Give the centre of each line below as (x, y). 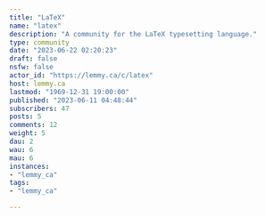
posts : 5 (25, 117)
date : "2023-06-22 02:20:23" (63, 51)
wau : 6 (21, 149)
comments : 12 (33, 125)
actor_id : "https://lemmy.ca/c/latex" (81, 76)
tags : (19, 183)
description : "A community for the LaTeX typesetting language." (133, 34)
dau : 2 (21, 141)
